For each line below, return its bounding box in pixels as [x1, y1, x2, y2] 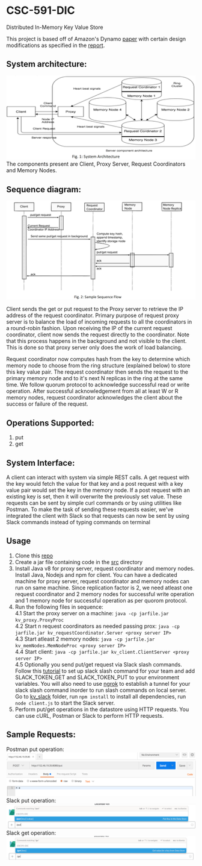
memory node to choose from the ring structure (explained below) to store [6, 362, 191, 369]
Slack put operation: [6, 797, 57, 804]
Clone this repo [14, 552, 53, 559]
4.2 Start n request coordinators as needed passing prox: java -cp [14, 622, 180, 630]
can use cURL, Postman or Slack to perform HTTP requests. [14, 712, 164, 719]
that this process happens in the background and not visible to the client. [6, 337, 187, 345]
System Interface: [6, 457, 75, 468]
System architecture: [6, 59, 87, 69]
